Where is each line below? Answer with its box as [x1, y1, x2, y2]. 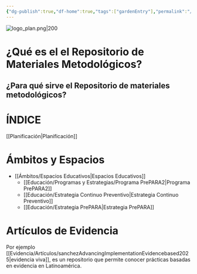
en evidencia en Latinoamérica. [6, 262, 82, 269]
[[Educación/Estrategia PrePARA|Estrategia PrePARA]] [23, 204, 154, 211]
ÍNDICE [6, 114, 42, 126]
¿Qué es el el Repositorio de [6, 45, 145, 59]
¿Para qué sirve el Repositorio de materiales [6, 81, 170, 91]
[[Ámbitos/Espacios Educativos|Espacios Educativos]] [14, 173, 146, 180]
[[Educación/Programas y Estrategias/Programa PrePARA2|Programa [23, 179, 191, 186]
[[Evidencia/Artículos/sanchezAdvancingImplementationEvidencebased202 [6, 250, 189, 257]
